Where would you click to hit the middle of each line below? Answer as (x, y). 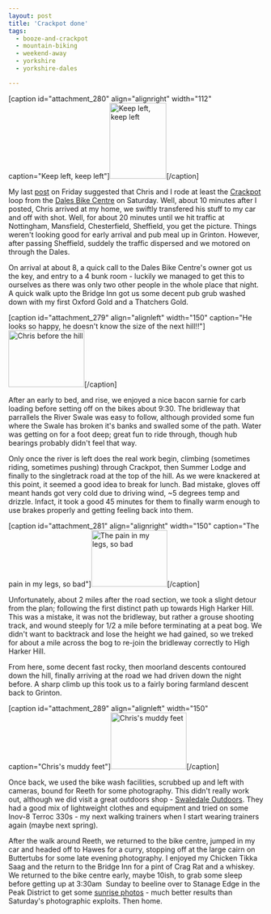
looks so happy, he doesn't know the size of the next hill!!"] (107, 326)
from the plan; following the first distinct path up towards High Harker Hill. (131, 608)
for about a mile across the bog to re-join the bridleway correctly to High (129, 642)
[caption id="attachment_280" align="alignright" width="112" (110, 99)
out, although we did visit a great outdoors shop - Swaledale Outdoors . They (136, 799)
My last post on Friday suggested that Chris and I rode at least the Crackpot (135, 192)
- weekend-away (41, 53)
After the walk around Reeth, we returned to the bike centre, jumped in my (132, 840)
